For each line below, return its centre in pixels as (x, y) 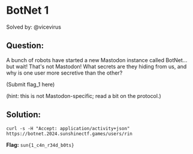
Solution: (23, 115)
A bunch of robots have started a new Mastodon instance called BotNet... (97, 60)
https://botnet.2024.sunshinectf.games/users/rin (70, 134)
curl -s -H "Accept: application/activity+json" (68, 128)
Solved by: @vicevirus (34, 27)
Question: (25, 46)
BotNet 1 (28, 10)
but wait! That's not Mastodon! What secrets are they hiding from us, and (96, 66)
